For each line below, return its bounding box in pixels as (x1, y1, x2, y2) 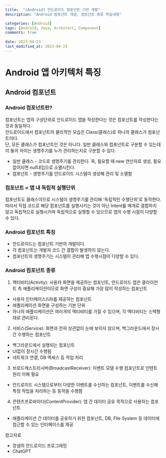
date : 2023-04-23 (5, 39, 41, 45)
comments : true (5, 30, 37, 35)
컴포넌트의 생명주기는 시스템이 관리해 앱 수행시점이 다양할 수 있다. (12, 253, 140, 259)
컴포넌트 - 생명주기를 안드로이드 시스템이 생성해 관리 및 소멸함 (12, 170, 132, 176)
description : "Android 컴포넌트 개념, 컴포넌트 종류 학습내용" (5, 12, 122, 17)
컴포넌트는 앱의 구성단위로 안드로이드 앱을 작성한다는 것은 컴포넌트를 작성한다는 (5, 116, 159, 122)
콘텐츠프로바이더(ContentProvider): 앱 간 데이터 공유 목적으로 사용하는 (12, 398, 150, 404)
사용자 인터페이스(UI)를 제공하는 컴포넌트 (12, 296, 92, 302)
